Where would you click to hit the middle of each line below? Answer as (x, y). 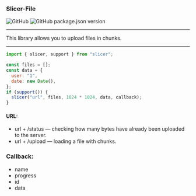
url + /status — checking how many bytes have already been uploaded (99, 129)
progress (25, 175)
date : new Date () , (34, 81)
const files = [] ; (28, 65)
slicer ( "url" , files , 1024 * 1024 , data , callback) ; (77, 97)
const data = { (24, 71)
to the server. (30, 135)
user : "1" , (24, 76)
